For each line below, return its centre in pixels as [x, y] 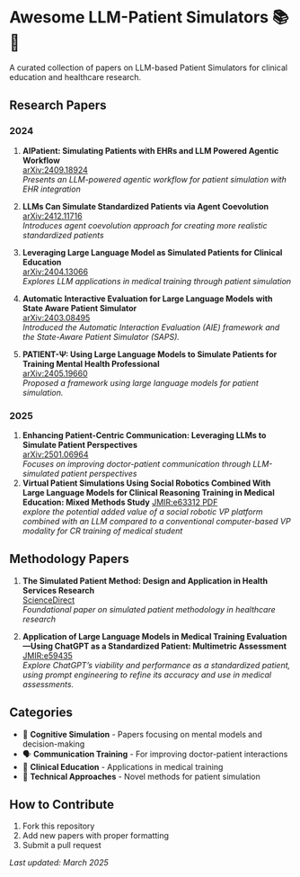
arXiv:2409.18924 [55, 170]
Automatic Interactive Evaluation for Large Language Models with [147, 299]
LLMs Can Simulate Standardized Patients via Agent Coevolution [146, 206]
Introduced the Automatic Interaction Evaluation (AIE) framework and [151, 327]
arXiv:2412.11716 [52, 216]
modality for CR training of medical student [102, 531]
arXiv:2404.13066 [55, 272]
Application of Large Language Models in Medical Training [133, 636]
